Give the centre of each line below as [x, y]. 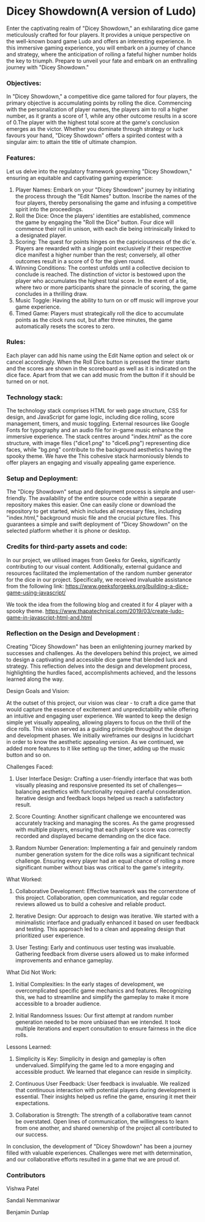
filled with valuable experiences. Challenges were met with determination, [99, 1153]
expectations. [32, 1103]
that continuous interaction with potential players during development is [106, 1090]
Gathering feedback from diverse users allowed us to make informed [102, 954]
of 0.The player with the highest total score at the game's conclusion [93, 122]
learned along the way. [35, 679]
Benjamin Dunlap [28, 1212]
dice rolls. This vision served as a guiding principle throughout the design [99, 729]
